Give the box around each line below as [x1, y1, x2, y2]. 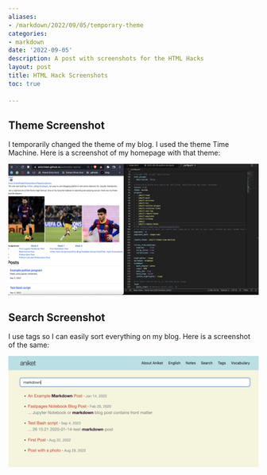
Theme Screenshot [8, 118, 105, 132]
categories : [8, 29, 48, 37]
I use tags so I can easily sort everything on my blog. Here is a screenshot [8, 331, 251, 341]
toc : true [8, 79, 41, 87]
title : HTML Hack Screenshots [8, 71, 109, 79]
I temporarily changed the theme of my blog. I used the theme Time [8, 140, 230, 149]
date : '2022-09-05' [8, 46, 73, 55]
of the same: [8, 340, 50, 349]
